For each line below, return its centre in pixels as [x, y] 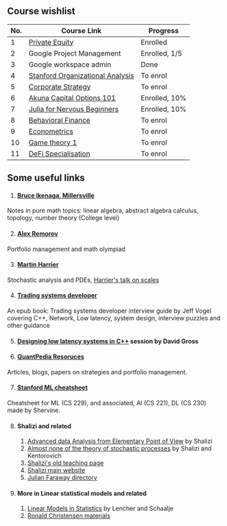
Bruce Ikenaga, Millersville [56, 195]
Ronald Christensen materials [69, 516]
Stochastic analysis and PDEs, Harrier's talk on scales [83, 280]
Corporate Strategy [60, 86]
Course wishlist [41, 11]
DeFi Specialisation [59, 154]
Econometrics [51, 131]
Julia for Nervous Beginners [73, 109]
